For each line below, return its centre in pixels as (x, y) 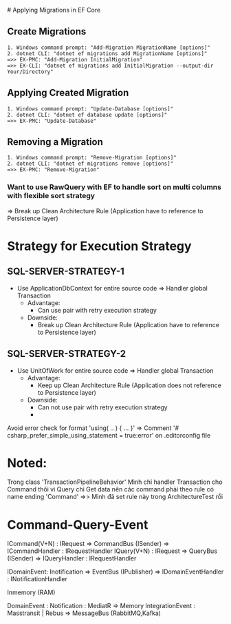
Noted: (27, 463)
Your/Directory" (30, 72)
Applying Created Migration (68, 93)
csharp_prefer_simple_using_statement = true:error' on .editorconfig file (109, 435)
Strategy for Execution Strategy (99, 246)
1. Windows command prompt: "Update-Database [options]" (90, 109)
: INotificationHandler (37, 579)
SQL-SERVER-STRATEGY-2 (67, 354)
